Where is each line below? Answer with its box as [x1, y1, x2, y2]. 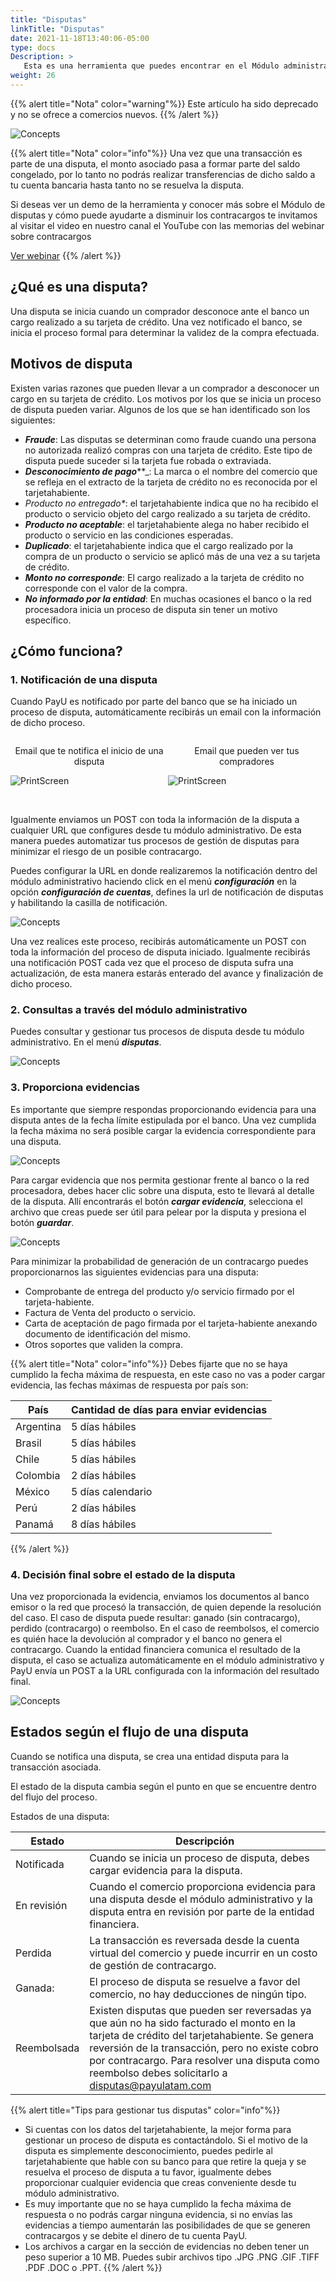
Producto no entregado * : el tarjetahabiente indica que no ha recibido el [24, 497, 319, 509]
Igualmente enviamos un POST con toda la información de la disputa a [10, 814, 300, 826]
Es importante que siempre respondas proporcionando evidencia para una [10, 1103, 317, 1115]
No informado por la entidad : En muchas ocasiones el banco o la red [24, 592, 312, 605]
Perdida [15, 1946, 52, 1960]
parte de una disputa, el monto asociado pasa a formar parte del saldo [10, 157, 301, 170]
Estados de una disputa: [10, 1810, 110, 1822]
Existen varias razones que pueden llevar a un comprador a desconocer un [10, 382, 320, 394]
